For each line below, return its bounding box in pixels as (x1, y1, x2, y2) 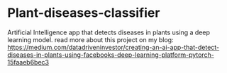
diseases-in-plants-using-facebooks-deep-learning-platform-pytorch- (7, 51, 214, 59)
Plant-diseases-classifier (7, 5, 160, 21)
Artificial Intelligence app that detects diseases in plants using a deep (7, 28, 211, 36)
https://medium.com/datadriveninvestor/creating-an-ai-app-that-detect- (7, 43, 220, 51)
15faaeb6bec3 (7, 58, 50, 66)
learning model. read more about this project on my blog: (7, 35, 174, 44)
